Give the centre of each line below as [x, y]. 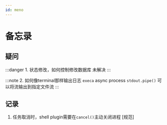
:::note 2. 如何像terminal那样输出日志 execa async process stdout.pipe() [81, 80]
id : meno [14, 10]
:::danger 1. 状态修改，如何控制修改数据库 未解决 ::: [58, 70]
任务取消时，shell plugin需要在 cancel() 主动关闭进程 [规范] [73, 117]
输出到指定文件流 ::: [39, 87]
